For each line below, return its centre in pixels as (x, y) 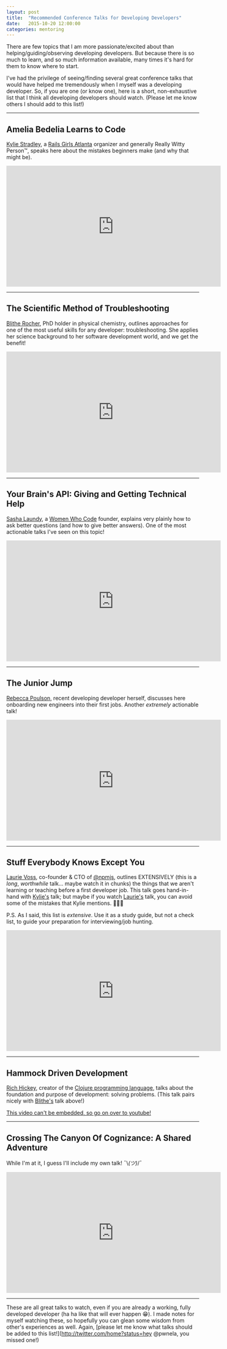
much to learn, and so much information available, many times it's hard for (100, 60)
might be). (19, 157)
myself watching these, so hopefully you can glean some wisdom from (95, 1320)
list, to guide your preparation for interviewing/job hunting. (80, 921)
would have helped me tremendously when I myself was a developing (94, 85)
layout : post (23, 12)
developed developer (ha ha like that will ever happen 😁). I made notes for (100, 1314)
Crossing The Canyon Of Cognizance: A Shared (99, 1138)
